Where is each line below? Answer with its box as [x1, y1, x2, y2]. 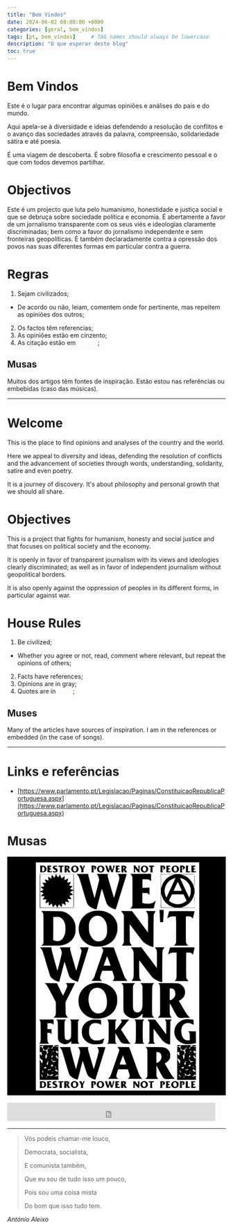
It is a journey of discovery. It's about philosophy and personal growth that [7, 480, 220, 488]
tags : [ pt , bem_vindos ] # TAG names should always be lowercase [7, 33, 209, 40]
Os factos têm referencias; [17, 324, 94, 332]
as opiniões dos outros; [17, 310, 85, 319]
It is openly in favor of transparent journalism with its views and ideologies [7, 555, 220, 564]
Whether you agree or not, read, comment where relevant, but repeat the [17, 651, 226, 660]
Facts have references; [17, 672, 83, 680]
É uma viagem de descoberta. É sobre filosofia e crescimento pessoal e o [7, 150, 218, 159]
